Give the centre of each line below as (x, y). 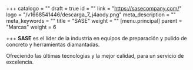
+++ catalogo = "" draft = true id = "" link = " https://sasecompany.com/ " (94, 8)
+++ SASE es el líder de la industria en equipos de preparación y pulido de (96, 38)
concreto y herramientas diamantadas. (53, 44)
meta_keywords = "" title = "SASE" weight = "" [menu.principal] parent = (94, 21)
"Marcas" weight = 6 (31, 27)
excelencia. (20, 62)
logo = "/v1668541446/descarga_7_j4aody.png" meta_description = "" (91, 15)
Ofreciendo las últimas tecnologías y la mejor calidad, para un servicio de (95, 56)
